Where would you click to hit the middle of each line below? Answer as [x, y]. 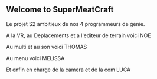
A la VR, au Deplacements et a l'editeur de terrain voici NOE [79, 35]
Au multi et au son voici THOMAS [47, 47]
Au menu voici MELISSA [35, 58]
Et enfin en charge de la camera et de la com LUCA [68, 70]
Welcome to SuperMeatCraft [60, 10]
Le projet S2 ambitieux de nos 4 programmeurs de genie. [76, 24]
